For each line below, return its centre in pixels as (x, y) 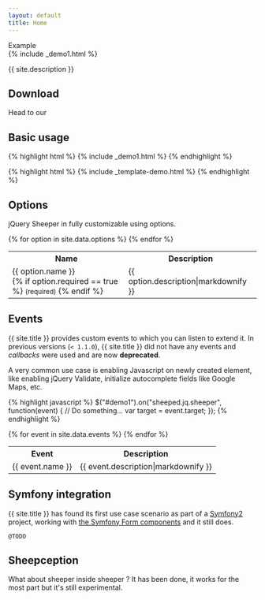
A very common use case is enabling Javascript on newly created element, (130, 370)
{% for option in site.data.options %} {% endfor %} (91, 239)
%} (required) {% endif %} (58, 291)
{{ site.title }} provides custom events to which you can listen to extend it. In (131, 338)
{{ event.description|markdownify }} (146, 466)
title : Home (28, 23)
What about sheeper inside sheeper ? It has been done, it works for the (123, 580)
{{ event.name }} (42, 466)
